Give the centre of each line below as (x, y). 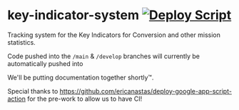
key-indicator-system (73, 15)
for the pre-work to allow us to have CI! (85, 99)
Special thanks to (33, 91)
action (17, 99)
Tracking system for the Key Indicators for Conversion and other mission (114, 35)
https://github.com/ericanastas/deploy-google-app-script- (146, 91)
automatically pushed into (45, 63)
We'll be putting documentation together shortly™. (81, 77)
